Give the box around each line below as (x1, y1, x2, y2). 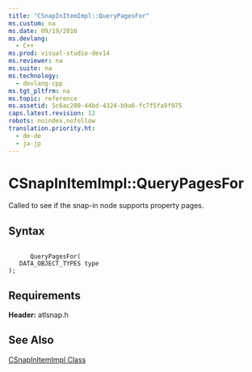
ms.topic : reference (8, 94, 78, 102)
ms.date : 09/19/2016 (8, 27, 78, 35)
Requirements (8, 288, 81, 303)
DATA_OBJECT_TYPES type (19, 260, 99, 268)
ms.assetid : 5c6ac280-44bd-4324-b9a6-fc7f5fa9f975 (8, 102, 183, 110)
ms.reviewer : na (8, 57, 63, 65)
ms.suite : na (8, 65, 52, 73)
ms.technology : (8, 72, 60, 80)
